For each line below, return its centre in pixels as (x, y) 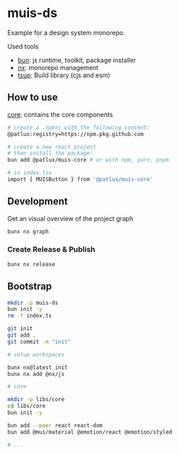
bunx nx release (31, 264)
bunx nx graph (28, 232)
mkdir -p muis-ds (33, 302)
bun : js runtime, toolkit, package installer (77, 60)
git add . (22, 335)
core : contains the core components (60, 114)
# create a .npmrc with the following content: (79, 127)
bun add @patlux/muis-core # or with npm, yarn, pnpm (88, 160)
